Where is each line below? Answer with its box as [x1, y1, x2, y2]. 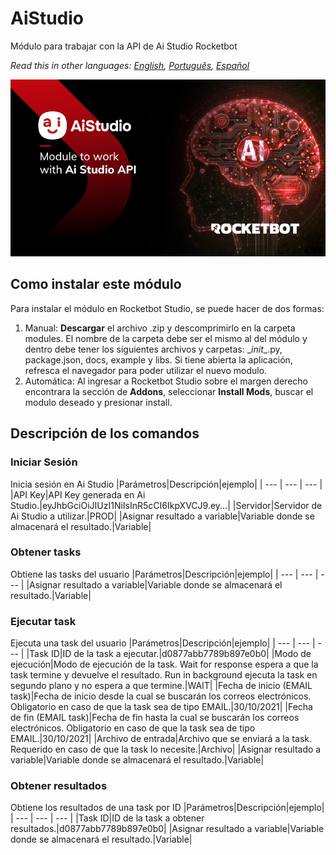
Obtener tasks [10, 545, 82, 559]
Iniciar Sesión [10, 455, 78, 469]
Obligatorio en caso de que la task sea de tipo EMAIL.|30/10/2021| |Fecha [10, 701, 313, 713]
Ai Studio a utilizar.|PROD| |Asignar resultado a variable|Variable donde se [10, 510, 315, 522]
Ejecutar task [10, 614, 77, 628]
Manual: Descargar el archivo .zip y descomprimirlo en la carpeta [24, 322, 296, 334]
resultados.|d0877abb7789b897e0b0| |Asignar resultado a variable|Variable [10, 823, 325, 835]
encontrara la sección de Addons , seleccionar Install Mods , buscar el [24, 385, 314, 397]
